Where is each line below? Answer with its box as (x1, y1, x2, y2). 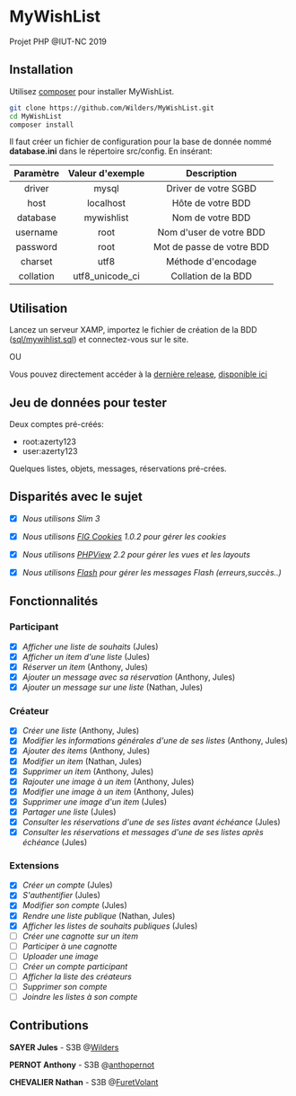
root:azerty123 (22, 436, 76, 447)
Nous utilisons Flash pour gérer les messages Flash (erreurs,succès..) (22, 567, 283, 577)
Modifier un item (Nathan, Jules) (22, 755, 143, 766)
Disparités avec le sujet (9, 489, 144, 504)
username (14, 227, 58, 239)
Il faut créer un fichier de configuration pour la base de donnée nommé (9, 137, 272, 147)
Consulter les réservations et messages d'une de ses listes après (22, 826, 265, 837)
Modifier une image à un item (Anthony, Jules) (22, 786, 195, 797)
